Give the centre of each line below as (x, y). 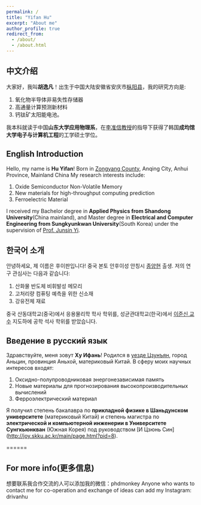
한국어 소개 (25, 250)
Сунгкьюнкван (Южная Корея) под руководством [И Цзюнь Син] (90, 429)
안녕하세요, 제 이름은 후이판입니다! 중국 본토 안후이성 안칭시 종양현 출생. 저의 (95, 266)
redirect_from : (25, 34)
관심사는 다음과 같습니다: (41, 273)
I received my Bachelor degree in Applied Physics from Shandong (89, 211)
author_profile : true (33, 29)
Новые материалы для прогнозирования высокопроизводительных (101, 386)
